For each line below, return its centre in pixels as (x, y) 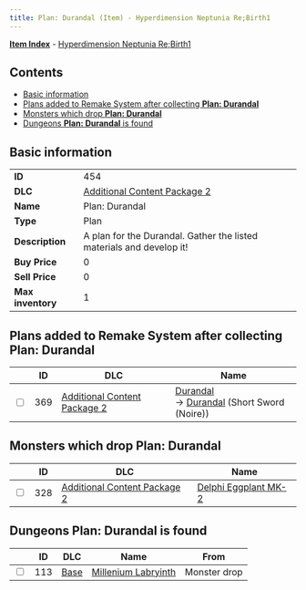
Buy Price (36, 263)
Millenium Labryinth (133, 572)
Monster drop (214, 572)
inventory (36, 304)
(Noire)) (192, 414)
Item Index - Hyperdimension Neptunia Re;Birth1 (100, 44)
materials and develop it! (136, 247)
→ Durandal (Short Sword (230, 402)
